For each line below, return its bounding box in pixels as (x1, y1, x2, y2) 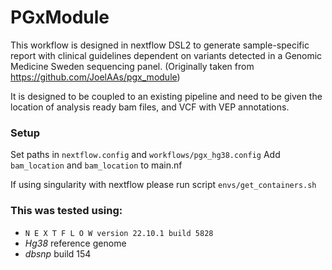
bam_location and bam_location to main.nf (10, 159, 183, 171)
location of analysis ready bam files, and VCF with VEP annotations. (10, 101, 290, 113)
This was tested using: (10, 204, 123, 218)
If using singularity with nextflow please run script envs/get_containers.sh (10, 179, 317, 191)
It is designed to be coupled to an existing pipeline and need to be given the (10, 90, 323, 102)
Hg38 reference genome (24, 237, 127, 249)
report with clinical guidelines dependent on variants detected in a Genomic (10, 49, 323, 61)
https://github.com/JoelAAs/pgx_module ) (10, 71, 181, 83)
